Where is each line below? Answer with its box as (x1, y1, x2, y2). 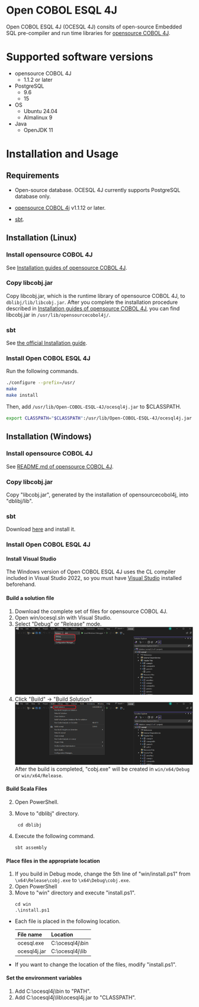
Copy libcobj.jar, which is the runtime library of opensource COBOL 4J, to (6, 292, 185, 299)
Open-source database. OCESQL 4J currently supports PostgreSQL (14, 186, 181, 193)
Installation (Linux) (6, 233, 77, 243)
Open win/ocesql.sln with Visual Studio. (14, 614, 112, 621)
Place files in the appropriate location (6, 857, 100, 864)
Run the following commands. (6, 368, 79, 375)
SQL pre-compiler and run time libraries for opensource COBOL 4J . (6, 29, 171, 36)
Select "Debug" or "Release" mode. (14, 620, 102, 627)
